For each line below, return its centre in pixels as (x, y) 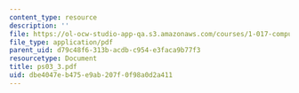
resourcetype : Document (53, 58)
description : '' (39, 26)
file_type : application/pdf (61, 42)
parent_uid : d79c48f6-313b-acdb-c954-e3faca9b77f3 (105, 50)
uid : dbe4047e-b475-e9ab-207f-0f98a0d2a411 (91, 75)
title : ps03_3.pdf (43, 67)
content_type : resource (53, 17)
